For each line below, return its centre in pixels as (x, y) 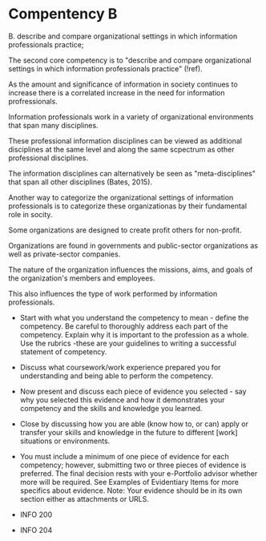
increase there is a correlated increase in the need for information (117, 92)
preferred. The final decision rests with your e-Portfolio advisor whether (139, 473)
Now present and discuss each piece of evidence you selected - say (133, 391)
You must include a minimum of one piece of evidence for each (125, 456)
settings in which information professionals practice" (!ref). (105, 68)
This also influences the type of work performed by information (113, 293)
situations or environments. (65, 441)
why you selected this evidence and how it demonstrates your (122, 400)
